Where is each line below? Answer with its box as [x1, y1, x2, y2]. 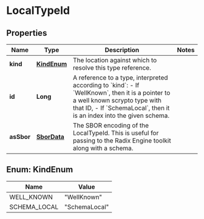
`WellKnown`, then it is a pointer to [72, 89, 171, 97]
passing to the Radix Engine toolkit [72, 136, 171, 144]
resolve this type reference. [72, 64, 152, 72]
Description [104, 46, 140, 54]
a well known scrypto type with [72, 96, 162, 104]
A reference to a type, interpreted [72, 73, 168, 82]
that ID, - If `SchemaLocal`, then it [72, 104, 170, 112]
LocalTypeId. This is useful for [72, 129, 159, 137]
